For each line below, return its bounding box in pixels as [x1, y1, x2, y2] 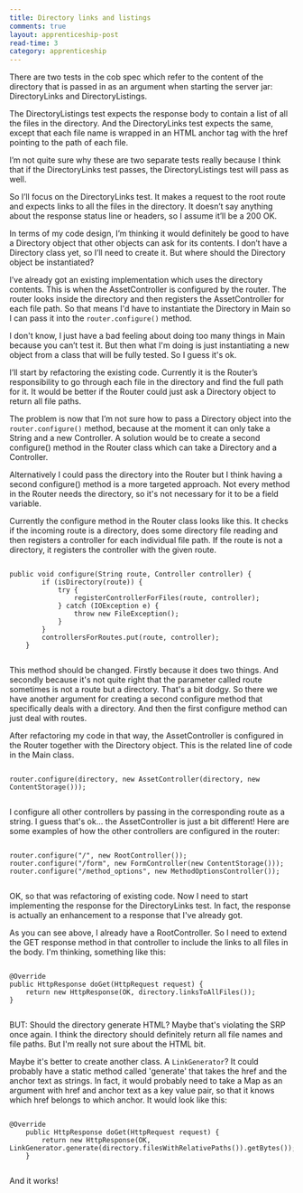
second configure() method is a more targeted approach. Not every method [9, 479, 290, 490]
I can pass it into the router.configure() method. [9, 313, 192, 324]
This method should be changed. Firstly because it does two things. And [9, 665, 280, 676]
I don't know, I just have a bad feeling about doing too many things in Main [9, 331, 286, 342]
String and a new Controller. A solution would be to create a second [9, 433, 261, 444]
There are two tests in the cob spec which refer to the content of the [9, 71, 264, 82]
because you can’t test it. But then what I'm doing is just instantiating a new [9, 340, 290, 351]
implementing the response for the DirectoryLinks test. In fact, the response [9, 900, 291, 911]
